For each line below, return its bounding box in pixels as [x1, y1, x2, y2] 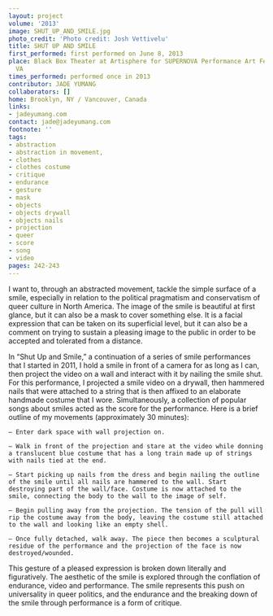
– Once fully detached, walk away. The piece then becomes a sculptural [8, 535, 260, 543]
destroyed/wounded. [8, 548, 75, 557]
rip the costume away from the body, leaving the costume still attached [8, 513, 264, 522]
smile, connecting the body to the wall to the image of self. [8, 491, 227, 500]
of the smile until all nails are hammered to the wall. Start [8, 478, 227, 486]
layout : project [8, 11, 63, 20]
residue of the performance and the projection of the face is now [8, 542, 242, 550]
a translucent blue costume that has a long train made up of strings [8, 449, 253, 457]
